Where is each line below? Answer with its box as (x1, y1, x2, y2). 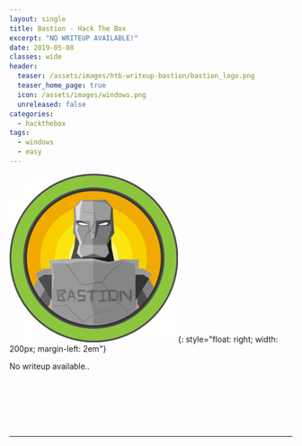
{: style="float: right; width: (178, 334, 279, 344)
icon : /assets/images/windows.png (17, 90, 147, 99)
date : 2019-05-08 (9, 43, 75, 52)
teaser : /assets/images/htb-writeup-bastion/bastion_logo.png (17, 72, 255, 81)
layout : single (9, 14, 67, 23)
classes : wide (9, 52, 63, 62)
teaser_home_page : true (17, 81, 106, 90)
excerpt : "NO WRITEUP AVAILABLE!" (9, 33, 139, 42)
